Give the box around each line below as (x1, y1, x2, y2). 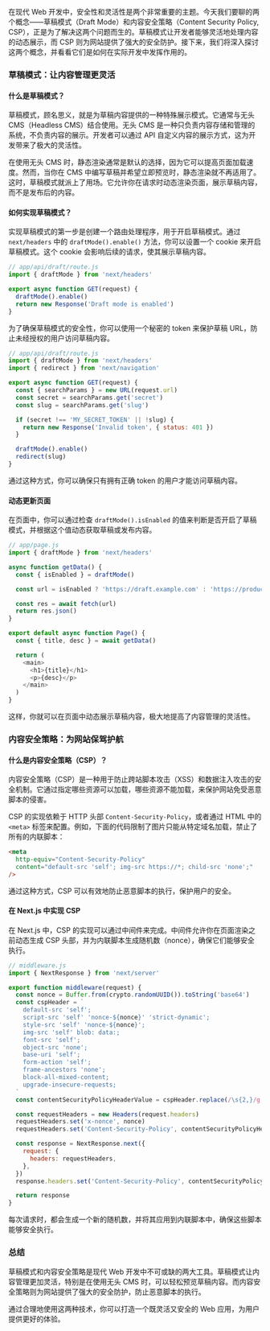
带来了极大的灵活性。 (14, 140, 86, 150)
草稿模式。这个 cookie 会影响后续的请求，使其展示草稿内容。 (8, 247, 211, 257)
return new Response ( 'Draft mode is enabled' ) (15, 300, 174, 308)
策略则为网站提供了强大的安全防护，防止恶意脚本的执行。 (14, 1287, 206, 1296)
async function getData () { (8, 562, 103, 571)
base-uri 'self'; (22, 1051, 81, 1059)
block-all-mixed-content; (22, 1073, 110, 1082)
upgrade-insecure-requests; (22, 1081, 117, 1089)
